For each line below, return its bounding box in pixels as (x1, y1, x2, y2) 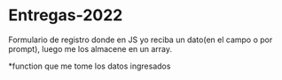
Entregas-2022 (8, 5, 123, 25)
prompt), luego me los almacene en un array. (8, 43, 173, 54)
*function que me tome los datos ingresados (8, 61, 171, 71)
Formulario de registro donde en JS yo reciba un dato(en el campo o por (8, 34, 273, 45)
